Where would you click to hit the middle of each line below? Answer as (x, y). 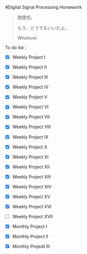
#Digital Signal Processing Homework (43, 7)
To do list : (16, 47)
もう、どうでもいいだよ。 (43, 28)
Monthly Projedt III (31, 247)
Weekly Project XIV (32, 186)
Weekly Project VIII (31, 127)
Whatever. (28, 38)
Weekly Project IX (30, 137)
